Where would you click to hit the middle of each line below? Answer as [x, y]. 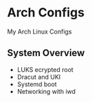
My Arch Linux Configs [39, 31]
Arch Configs [46, 13]
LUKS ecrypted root [45, 69]
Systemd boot [37, 84]
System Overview [46, 53]
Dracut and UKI [39, 77]
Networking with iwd [46, 91]
